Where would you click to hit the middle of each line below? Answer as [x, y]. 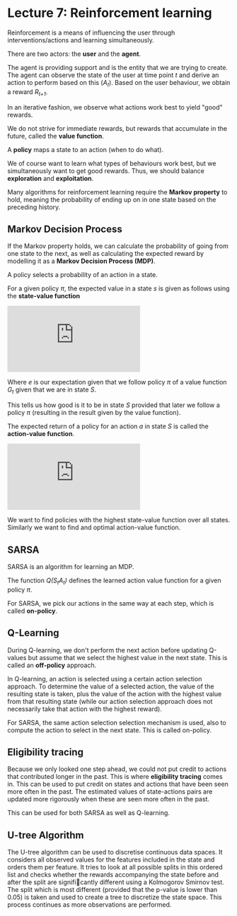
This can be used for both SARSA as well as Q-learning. [88, 813]
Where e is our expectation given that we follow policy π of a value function [117, 382]
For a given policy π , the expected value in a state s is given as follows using [118, 288]
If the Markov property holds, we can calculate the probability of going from [118, 246]
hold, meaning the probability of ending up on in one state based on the [112, 199]
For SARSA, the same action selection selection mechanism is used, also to [117, 722]
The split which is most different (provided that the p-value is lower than [112, 890]
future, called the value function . [56, 136]
